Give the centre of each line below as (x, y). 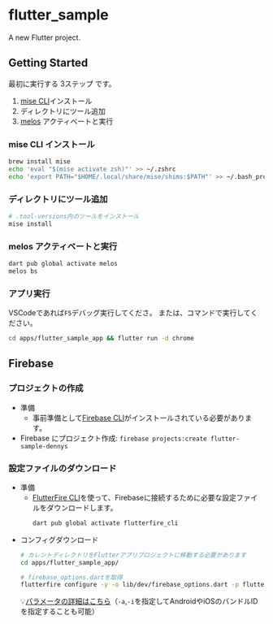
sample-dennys (44, 446)
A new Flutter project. (45, 37)
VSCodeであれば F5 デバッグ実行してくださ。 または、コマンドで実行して (130, 313)
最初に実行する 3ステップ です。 (62, 84)
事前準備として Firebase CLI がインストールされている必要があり (139, 418)
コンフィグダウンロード (59, 539)
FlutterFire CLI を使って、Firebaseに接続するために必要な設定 (134, 497)
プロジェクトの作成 (46, 388)
